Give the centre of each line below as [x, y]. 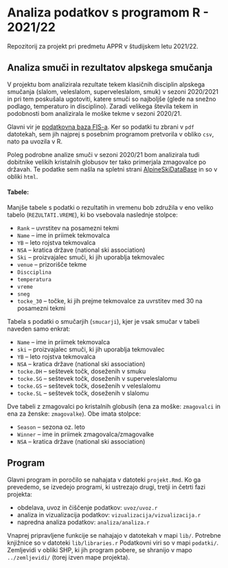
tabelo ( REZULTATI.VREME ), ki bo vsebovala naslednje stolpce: [93, 215]
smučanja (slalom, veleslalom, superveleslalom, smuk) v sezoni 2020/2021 [113, 91]
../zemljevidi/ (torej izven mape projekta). [69, 557]
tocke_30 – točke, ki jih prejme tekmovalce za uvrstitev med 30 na [110, 300]
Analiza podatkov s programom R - [108, 13]
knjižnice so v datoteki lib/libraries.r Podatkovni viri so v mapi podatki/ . [113, 543]
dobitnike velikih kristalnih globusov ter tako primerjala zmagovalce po [107, 162]
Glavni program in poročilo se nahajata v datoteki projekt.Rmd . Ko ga [104, 480]
